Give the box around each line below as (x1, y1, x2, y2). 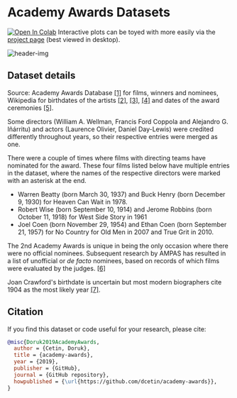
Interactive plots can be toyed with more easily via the (57, 28, 216, 36)
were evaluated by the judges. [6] (7, 264, 106, 272)
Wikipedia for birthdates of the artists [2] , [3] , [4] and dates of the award (7, 96, 220, 104)
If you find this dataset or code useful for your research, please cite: (7, 324, 206, 333)
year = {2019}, (13, 358, 59, 365)
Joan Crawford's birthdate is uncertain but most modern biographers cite (7, 277, 222, 286)
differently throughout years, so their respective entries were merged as (7, 132, 218, 140)
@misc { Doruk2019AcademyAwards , (7, 338, 100, 346)
